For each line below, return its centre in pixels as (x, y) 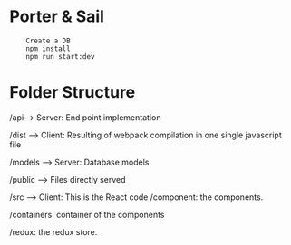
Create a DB (48, 41)
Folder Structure (73, 93)
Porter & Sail (57, 17)
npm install (48, 48)
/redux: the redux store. (53, 231)
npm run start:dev (60, 56)
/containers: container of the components (87, 214)
